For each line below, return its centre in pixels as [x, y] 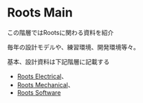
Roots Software [39, 92]
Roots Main [40, 13]
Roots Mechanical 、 [45, 84]
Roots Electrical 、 [42, 76]
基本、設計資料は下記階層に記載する [58, 61]
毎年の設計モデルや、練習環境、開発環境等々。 [73, 47]
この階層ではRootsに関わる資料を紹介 [60, 32]
